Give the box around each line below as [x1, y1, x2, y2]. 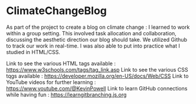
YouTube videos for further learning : [6, 78, 97, 86]
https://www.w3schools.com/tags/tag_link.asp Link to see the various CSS [6, 66, 188, 73]
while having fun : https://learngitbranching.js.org [6, 91, 127, 98]
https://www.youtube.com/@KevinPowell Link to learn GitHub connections [6, 85, 188, 92]
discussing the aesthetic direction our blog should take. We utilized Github [6, 36, 188, 43]
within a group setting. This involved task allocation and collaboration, [6, 29, 176, 36]
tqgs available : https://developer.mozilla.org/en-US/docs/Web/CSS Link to [6, 72, 189, 79]
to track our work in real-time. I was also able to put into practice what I [6, 42, 181, 49]
